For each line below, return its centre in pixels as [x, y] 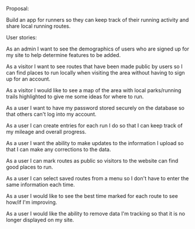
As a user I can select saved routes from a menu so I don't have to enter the [97, 178]
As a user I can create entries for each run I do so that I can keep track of [94, 125]
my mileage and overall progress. [46, 132]
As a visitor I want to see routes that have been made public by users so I [94, 66]
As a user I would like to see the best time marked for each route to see [92, 196]
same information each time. [40, 185]
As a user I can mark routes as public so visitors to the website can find [92, 161]
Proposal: [18, 9]
